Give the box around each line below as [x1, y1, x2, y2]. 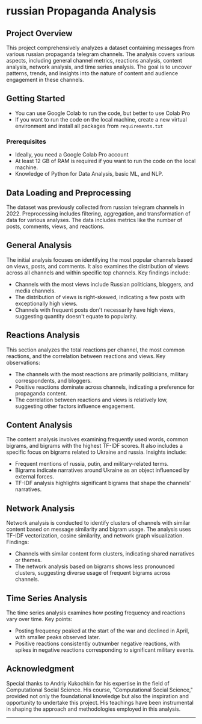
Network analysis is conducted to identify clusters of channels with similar [6, 519, 191, 527]
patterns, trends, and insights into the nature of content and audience [6, 70, 179, 76]
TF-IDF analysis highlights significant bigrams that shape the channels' [14, 480, 191, 487]
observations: [6, 359, 40, 366]
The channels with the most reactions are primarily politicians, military [14, 370, 189, 377]
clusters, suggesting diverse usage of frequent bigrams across [14, 569, 171, 577]
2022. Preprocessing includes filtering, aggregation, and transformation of [6, 209, 191, 217]
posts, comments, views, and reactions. [6, 223, 105, 230]
